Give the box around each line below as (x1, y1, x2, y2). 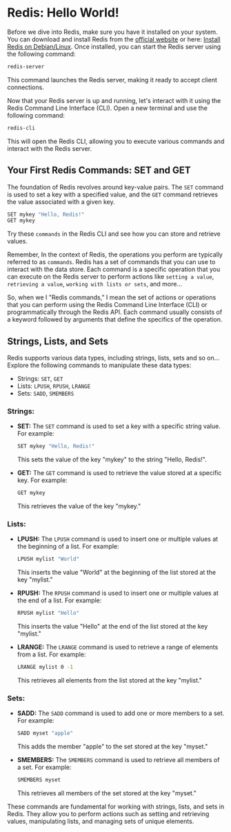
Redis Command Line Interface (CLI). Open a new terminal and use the (7, 104, 208, 112)
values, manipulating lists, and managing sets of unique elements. (7, 817, 194, 826)
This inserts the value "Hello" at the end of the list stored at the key (17, 622, 208, 631)
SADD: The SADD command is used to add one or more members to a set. (17, 709, 225, 717)
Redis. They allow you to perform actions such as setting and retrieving (7, 810, 210, 818)
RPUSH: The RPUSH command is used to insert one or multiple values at (17, 589, 219, 598)
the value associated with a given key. (7, 197, 115, 205)
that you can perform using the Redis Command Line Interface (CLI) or (7, 301, 208, 309)
